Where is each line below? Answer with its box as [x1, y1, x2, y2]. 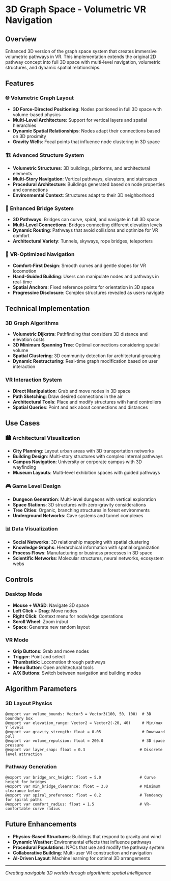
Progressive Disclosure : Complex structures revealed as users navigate [12, 289, 164, 296]
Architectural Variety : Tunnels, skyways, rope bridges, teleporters [12, 238, 153, 244]
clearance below [5, 788, 40, 793]
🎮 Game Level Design [5, 483, 61, 490]
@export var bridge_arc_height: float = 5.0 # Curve [5, 775, 156, 780]
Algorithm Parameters [5, 684, 77, 693]
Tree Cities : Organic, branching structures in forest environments [12, 507, 150, 513]
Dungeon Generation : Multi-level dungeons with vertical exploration [12, 496, 156, 502]
